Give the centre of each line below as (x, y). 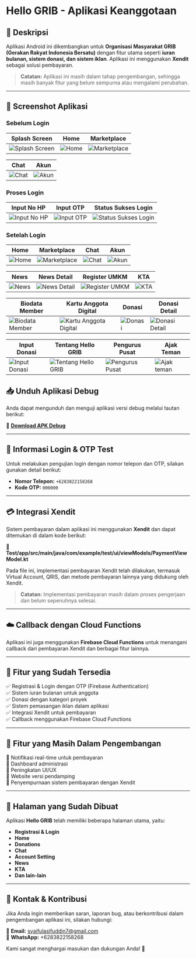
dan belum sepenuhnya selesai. (58, 600)
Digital (87, 311)
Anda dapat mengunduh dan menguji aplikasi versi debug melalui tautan (93, 408)
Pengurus (127, 345)
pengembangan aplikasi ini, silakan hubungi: (59, 919)
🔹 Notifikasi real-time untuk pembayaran (55, 758)
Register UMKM (105, 277)
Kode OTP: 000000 (36, 487)
